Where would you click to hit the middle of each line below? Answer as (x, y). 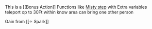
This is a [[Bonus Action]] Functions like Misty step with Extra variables (76, 7)
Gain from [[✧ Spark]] (27, 22)
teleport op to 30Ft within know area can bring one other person (69, 12)
